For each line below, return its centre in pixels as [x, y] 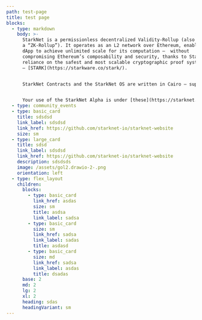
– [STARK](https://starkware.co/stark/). [75, 68]
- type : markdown [33, 29]
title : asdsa [49, 212]
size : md [44, 257]
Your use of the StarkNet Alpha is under [75, 100]
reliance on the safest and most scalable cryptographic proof [103, 62]
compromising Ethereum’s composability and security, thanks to [104, 57]
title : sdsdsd [35, 117]
